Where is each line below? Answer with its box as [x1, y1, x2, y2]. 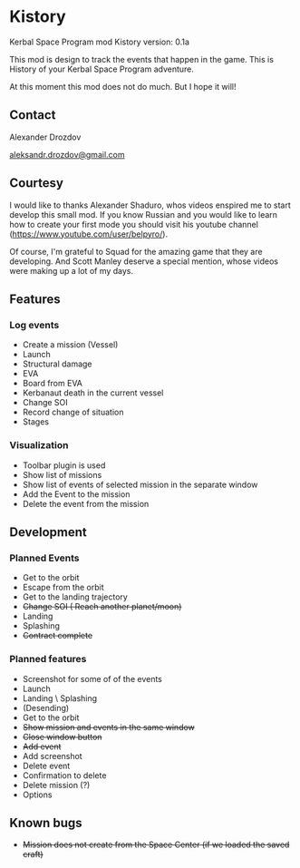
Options [22, 789, 53, 800]
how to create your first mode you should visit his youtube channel [9, 219, 258, 229]
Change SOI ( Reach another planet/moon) [22, 601, 182, 612]
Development [9, 524, 88, 540]
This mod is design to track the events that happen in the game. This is [9, 54, 275, 64]
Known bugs [9, 814, 83, 831]
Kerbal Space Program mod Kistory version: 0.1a [9, 36, 190, 47]
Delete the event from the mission [22, 498, 150, 509]
